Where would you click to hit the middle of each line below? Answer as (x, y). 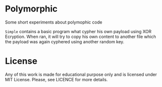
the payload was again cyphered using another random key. (65, 41)
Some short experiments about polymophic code (54, 22)
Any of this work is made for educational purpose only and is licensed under (81, 74)
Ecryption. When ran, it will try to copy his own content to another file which (81, 37)
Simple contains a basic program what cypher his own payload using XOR (78, 31)
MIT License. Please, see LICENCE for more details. (56, 79)
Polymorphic (31, 9)
